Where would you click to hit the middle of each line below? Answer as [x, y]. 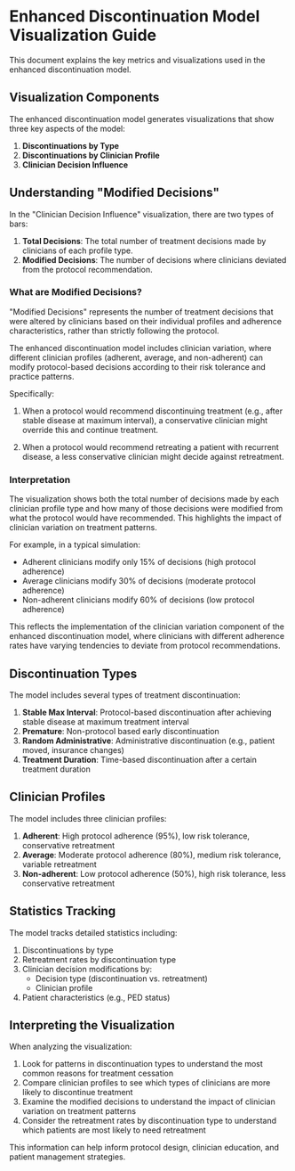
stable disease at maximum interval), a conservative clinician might [145, 420]
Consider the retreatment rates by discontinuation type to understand [149, 1121]
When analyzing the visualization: [71, 1047]
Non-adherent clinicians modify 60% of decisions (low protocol [138, 600]
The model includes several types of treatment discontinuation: [125, 695]
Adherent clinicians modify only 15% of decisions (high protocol [139, 562]
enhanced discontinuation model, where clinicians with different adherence [147, 636]
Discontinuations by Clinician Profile [91, 155]
